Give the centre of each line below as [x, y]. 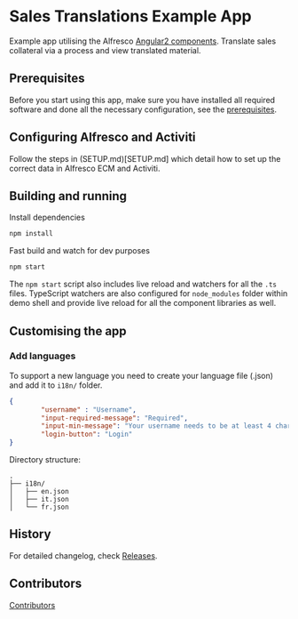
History [30, 534]
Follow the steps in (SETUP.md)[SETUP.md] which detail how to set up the [145, 158]
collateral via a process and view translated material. [105, 50]
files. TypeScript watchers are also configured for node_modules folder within [149, 293]
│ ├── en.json [39, 492]
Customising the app [68, 331]
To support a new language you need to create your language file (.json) [141, 375]
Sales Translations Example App [131, 16]
